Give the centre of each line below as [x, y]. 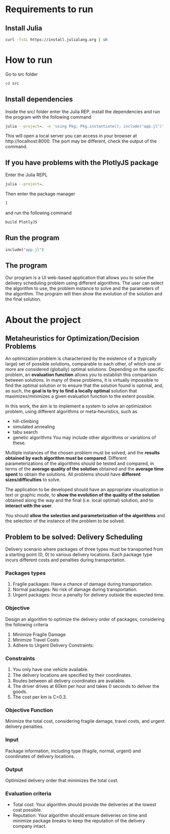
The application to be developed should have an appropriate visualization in [84, 490]
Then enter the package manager [40, 194]
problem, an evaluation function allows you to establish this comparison [81, 375]
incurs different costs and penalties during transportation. [65, 560]
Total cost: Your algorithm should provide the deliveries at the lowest [84, 805]
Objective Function [29, 710]
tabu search [25, 432]
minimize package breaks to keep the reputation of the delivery [79, 821]
